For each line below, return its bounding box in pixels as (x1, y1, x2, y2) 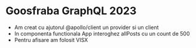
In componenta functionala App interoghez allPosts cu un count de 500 (14, 30, 190, 37)
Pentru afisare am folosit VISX (14, 36, 88, 43)
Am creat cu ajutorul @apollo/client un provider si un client (14, 24, 159, 31)
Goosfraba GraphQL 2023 (5, 4, 137, 18)
